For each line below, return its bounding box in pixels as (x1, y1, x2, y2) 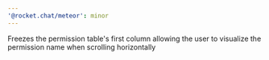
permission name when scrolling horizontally (7, 42, 156, 52)
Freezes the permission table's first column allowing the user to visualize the (7, 34, 262, 43)
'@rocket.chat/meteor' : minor (7, 11, 110, 20)
